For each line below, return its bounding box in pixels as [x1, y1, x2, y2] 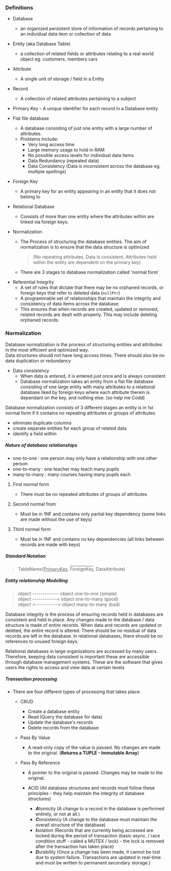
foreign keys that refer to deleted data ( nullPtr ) [20, 290, 121, 296]
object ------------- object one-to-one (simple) [17, 590, 117, 596]
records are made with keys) [20, 541, 80, 547]
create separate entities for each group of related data [12, 425, 127, 431]
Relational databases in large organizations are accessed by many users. [5, 648, 158, 654]
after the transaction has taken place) [35, 843, 114, 850]
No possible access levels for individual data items [27, 152, 134, 159]
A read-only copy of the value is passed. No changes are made [27, 745, 161, 751]
